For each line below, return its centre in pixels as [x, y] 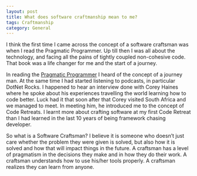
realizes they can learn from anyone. [50, 167]
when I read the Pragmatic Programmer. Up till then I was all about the [91, 51]
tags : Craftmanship [30, 22]
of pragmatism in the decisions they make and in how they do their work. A [96, 155]
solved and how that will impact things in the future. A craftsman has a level [97, 148]
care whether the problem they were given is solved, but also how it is [91, 142]
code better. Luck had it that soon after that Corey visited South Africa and [96, 100]
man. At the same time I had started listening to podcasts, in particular [91, 81]
